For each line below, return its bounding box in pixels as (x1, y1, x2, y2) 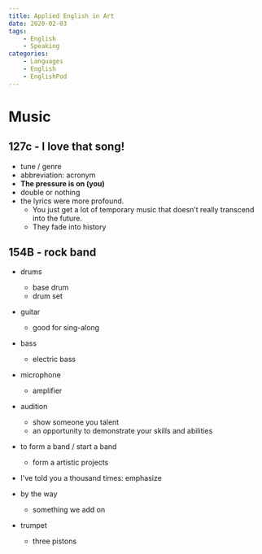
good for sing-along (32, 323, 100, 333)
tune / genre (20, 161, 63, 171)
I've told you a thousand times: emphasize (20, 473, 163, 483)
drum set (32, 291, 63, 301)
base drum (32, 282, 69, 293)
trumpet (20, 521, 47, 530)
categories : (8, 50, 49, 58)
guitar (20, 307, 41, 317)
